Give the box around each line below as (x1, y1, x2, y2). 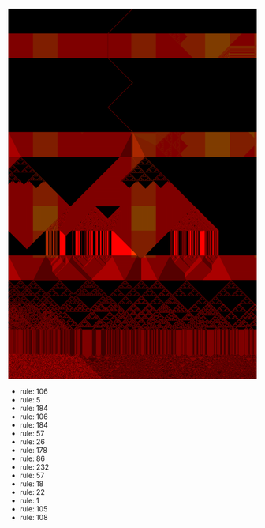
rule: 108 (19, 513, 49, 522)
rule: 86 (19, 454, 46, 463)
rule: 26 (19, 437, 46, 447)
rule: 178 (19, 446, 47, 455)
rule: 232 (19, 462, 50, 472)
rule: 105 (19, 504, 48, 514)
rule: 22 (19, 488, 45, 497)
